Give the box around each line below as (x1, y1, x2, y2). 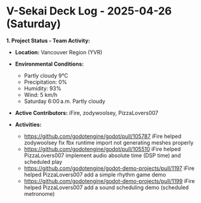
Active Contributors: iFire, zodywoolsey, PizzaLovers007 (14, 109, 159, 116)
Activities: (14, 120, 42, 128)
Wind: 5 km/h (24, 91, 58, 98)
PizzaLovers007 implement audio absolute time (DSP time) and (24, 152, 181, 159)
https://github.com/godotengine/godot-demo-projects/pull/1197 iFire (24, 164, 195, 172)
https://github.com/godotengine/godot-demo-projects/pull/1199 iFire (24, 177, 195, 184)
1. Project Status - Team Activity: (6, 37, 91, 44)
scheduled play (24, 158, 62, 165)
